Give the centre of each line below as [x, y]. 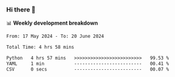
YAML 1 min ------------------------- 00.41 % [88, 63]
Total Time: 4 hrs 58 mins [40, 48]
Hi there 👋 [21, 10]
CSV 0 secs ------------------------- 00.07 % [88, 69]
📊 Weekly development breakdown [52, 23]
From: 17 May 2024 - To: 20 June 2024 [55, 36]
